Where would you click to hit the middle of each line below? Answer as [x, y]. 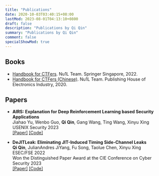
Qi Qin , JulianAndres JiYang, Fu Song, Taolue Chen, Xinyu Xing [77, 148]
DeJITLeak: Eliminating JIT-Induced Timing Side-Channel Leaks [79, 142]
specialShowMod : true [27, 42]
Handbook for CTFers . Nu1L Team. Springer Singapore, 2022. [75, 74]
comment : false [21, 38]
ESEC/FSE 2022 [29, 153]
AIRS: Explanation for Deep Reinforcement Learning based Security [83, 112]
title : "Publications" [28, 10]
